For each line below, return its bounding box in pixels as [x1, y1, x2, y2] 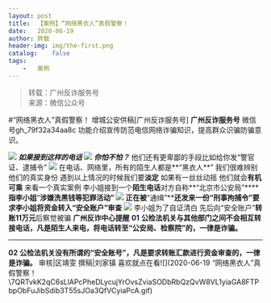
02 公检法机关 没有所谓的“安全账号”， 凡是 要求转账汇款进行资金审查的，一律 [8, 247, 261, 257]
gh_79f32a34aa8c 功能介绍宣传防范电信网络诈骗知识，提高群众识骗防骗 [15, 124, 255, 134]
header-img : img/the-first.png [8, 42, 114, 50]
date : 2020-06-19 [8, 27, 74, 35]
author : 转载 [8, 34, 50, 43]
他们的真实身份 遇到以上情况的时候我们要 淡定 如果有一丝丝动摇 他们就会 [8, 172, 248, 182]
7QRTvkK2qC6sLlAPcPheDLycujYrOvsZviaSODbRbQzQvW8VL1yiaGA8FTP [10, 276, 260, 287]
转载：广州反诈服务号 [27, 87, 99, 97]
